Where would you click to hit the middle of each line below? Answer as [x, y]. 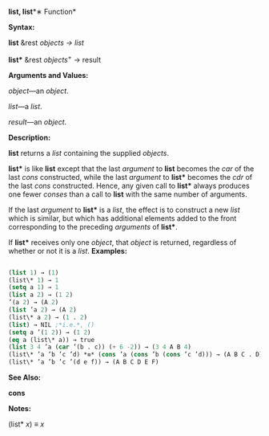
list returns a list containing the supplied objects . [89, 153]
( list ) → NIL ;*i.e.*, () [51, 324]
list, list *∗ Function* [42, 12]
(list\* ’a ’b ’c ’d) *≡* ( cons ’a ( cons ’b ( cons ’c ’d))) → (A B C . [130, 355]
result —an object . [38, 122]
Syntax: [22, 27]
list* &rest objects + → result [55, 59]
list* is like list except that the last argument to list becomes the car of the [131, 169]
